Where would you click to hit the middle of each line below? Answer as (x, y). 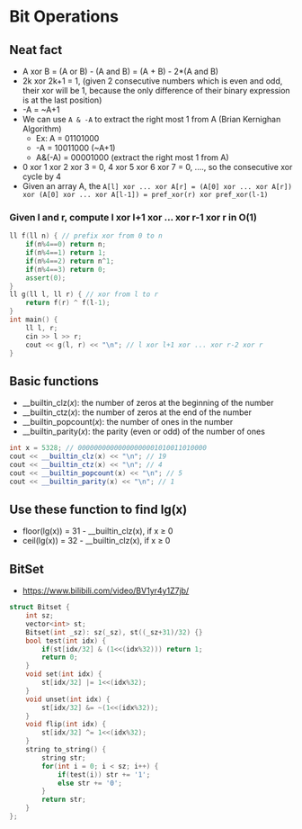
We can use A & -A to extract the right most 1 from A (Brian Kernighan (151, 119)
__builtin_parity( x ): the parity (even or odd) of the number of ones (143, 432)
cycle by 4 (41, 176)
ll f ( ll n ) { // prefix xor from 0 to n (86, 236)
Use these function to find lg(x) (98, 509)
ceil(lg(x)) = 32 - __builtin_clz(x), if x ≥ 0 (96, 541)
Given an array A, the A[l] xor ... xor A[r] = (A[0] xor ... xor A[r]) (157, 186)
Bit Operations (64, 17)
